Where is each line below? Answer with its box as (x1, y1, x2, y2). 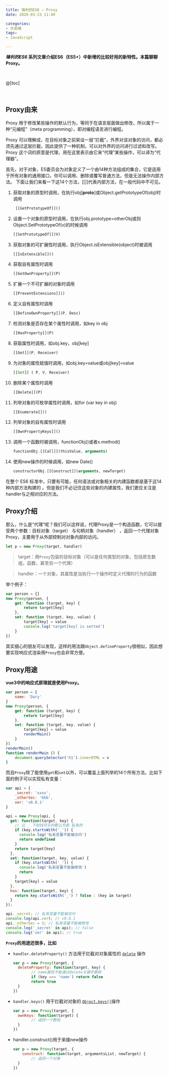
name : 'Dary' (15, 694, 42, 700)
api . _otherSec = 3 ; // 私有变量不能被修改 (6, 920, 89, 926)
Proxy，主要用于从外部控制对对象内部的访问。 (6, 533, 101, 540)
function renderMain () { (6, 750, 60, 756)
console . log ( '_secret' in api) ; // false (6, 925, 94, 930)
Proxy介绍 (6, 507, 38, 515)
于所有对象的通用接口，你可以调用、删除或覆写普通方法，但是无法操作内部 (6, 172, 159, 178)
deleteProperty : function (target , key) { (18, 965, 106, 970)
